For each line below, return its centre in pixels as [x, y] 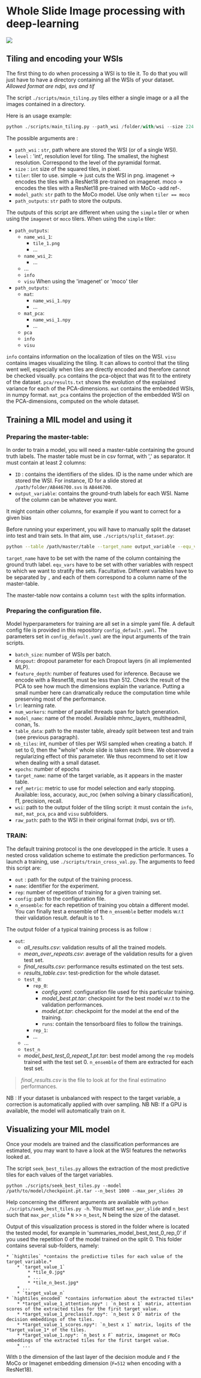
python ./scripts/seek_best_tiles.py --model [64, 1186]
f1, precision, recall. [39, 801]
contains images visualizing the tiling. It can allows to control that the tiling [98, 363]
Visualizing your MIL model [58, 1130]
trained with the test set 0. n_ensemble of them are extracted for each [108, 1062]
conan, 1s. [27, 725]
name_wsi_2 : [38, 255]
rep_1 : [40, 1030]
